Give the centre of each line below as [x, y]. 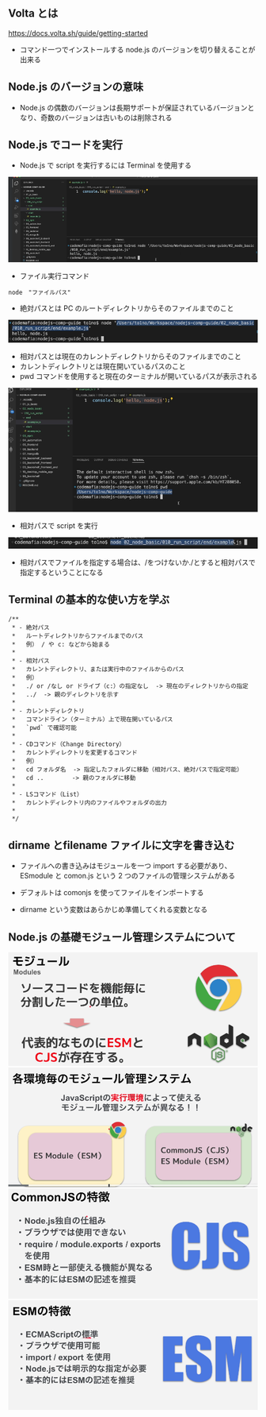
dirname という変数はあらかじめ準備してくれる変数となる [114, 909]
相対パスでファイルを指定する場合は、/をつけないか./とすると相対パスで [137, 562]
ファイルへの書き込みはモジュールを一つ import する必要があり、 [125, 866]
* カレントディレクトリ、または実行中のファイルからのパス [98, 670]
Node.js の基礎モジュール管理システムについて [122, 937]
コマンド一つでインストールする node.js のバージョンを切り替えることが [137, 49]
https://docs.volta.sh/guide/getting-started [78, 33]
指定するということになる [61, 572]
